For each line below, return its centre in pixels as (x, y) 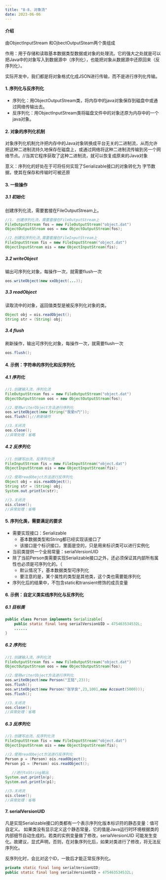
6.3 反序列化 (18, 724)
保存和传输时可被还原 (48, 173)
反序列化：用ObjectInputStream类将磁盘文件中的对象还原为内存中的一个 (85, 113)
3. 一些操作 (17, 184)
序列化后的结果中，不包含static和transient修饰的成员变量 (70, 583)
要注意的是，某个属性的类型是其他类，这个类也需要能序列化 (80, 576)
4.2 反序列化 (18, 447)
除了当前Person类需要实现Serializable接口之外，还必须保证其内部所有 (83, 558)
